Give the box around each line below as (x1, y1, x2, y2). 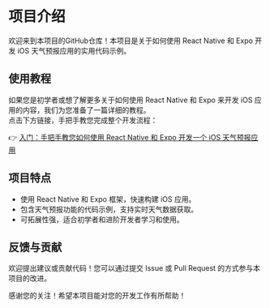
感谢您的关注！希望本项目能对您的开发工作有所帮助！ (8, 291, 186, 301)
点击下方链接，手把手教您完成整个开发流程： (8, 115, 158, 125)
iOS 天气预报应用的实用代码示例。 (17, 45, 131, 55)
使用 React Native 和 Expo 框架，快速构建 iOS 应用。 (19, 194, 196, 203)
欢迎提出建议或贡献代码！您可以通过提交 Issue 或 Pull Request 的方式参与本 (8, 263, 261, 273)
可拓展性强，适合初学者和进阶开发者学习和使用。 (19, 214, 184, 224)
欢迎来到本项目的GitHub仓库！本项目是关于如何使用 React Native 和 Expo (8, 36, 254, 45)
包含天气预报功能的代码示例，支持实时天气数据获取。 (19, 204, 199, 214)
